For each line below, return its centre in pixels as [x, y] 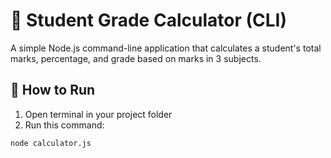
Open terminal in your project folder [98, 114]
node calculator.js [51, 143]
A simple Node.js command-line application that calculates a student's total [166, 48]
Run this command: [64, 125]
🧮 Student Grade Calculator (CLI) [148, 20]
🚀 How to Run [53, 90]
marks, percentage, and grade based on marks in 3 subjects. [136, 58]
